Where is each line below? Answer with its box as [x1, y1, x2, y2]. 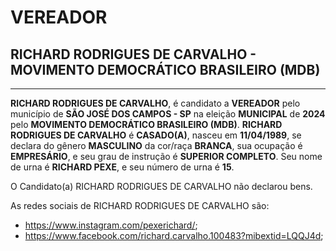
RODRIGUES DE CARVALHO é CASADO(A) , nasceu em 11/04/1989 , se [10, 129, 302, 141]
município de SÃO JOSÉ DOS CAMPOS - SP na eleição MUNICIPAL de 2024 [10, 108, 326, 120]
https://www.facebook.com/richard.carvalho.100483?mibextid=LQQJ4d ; [24, 230, 324, 241]
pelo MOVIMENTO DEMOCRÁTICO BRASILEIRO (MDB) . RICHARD [10, 119, 283, 130]
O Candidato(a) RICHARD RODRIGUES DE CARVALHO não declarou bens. [10, 181, 313, 192]
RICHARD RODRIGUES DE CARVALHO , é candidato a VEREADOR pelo [10, 97, 301, 109]
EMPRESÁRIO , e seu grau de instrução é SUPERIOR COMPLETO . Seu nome [10, 151, 323, 162]
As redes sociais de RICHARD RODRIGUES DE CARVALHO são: [10, 200, 270, 211]
